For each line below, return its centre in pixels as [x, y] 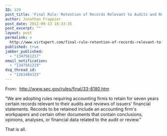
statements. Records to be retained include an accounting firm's [71, 109]
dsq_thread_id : [21, 70]
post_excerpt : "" [23, 28]
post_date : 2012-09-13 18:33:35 [39, 24]
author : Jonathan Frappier [33, 19]
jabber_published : [24, 51]
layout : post [19, 33]
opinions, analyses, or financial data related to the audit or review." [73, 120]
